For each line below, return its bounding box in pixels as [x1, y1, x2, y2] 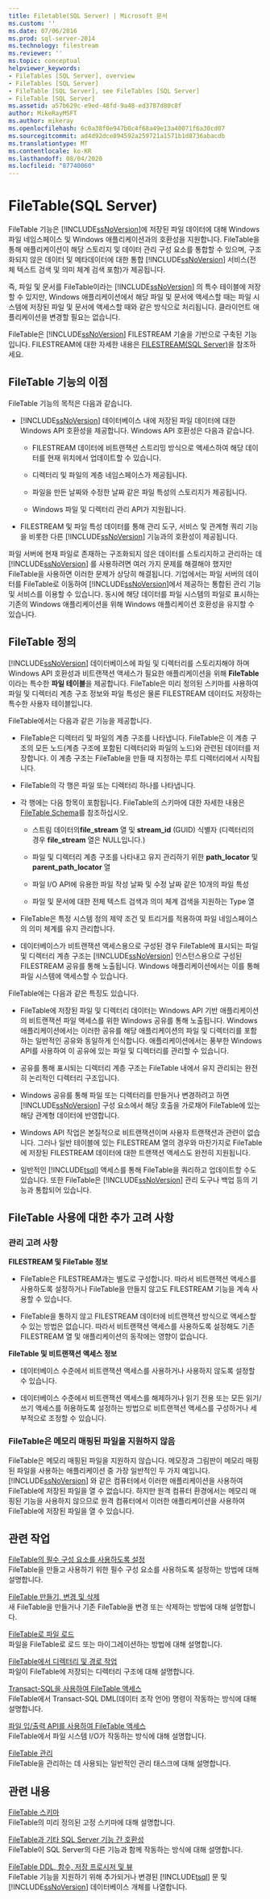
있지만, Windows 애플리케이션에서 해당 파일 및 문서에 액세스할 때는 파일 [25, 292, 251, 302]
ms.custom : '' [8, 19, 56, 27]
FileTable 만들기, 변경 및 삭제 [8, 1592, 100, 1602]
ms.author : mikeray [8, 117, 74, 125]
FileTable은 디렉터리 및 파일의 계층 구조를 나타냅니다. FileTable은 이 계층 [19, 732, 248, 743]
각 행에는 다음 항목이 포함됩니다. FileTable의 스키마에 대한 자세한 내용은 [19, 797, 246, 807]
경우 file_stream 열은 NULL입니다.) [31, 835, 146, 845]
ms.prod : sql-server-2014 [8, 34, 95, 43]
